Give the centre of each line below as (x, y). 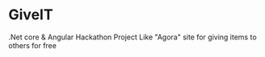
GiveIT (31, 15)
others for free (32, 45)
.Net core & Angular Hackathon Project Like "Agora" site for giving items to (132, 37)
